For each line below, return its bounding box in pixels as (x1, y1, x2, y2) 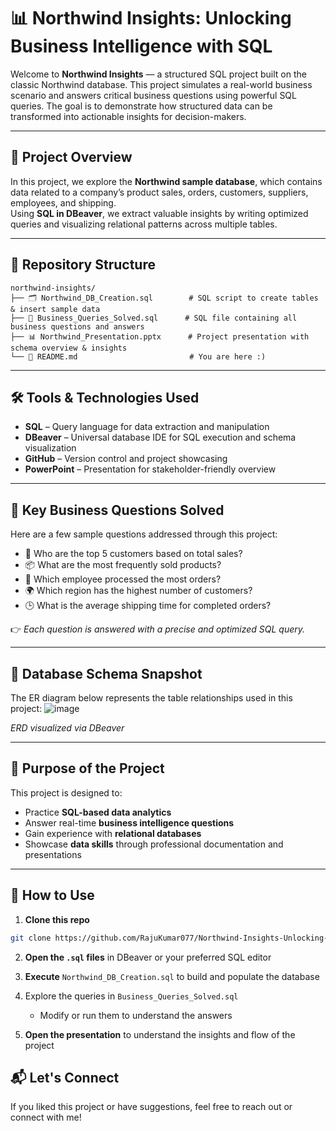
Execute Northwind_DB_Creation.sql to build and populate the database (24, 970, 320, 982)
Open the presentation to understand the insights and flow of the (24, 1028, 296, 1040)
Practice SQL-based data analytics (24, 806, 172, 818)
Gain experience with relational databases (24, 827, 202, 839)
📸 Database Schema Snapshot (10, 665, 203, 682)
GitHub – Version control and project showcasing (24, 453, 228, 465)
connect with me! (10, 1111, 82, 1124)
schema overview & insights (10, 343, 128, 353)
